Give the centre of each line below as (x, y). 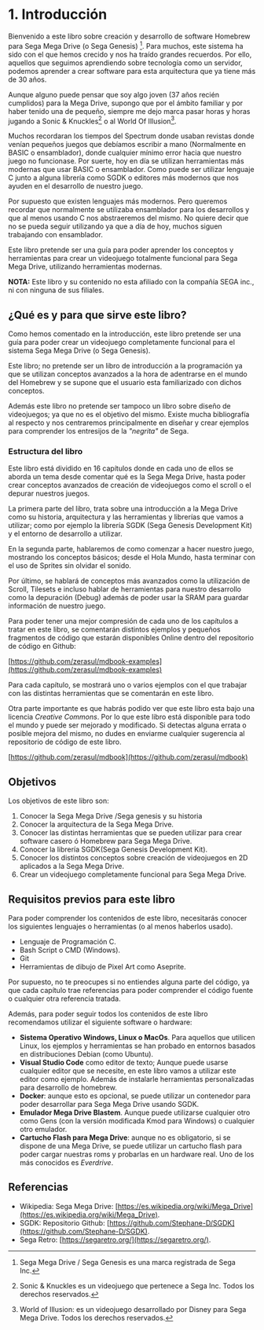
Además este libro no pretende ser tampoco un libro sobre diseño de (119, 406)
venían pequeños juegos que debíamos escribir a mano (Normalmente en (127, 145)
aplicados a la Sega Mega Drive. (71, 867)
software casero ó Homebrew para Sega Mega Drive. (106, 841)
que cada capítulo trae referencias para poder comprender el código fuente (131, 990)
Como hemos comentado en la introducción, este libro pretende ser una (125, 334)
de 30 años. (27, 79)
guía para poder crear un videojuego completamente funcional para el (122, 343)
